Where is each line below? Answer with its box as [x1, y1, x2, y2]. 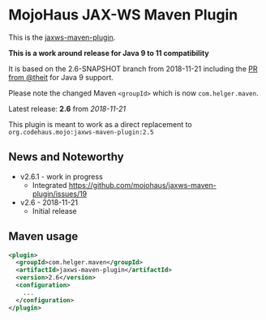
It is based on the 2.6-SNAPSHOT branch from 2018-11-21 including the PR [8, 63, 258, 74]
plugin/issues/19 [32, 189, 88, 198]
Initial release [32, 206, 77, 215]
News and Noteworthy [8, 150, 124, 164]
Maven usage [8, 229, 79, 244]
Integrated [32, 180, 67, 190]
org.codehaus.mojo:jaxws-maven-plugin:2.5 [8, 128, 154, 136]
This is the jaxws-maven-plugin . [8, 32, 116, 42]
